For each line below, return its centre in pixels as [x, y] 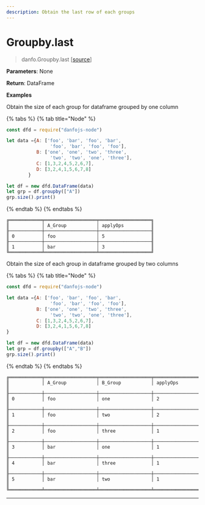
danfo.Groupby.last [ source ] [56, 59]
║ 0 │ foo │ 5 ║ [80, 236]
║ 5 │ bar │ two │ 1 [83, 479]
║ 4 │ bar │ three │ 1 [83, 463]
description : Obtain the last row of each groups [71, 12]
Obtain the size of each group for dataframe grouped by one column [92, 107]
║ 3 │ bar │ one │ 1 [83, 447]
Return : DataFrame [31, 83]
